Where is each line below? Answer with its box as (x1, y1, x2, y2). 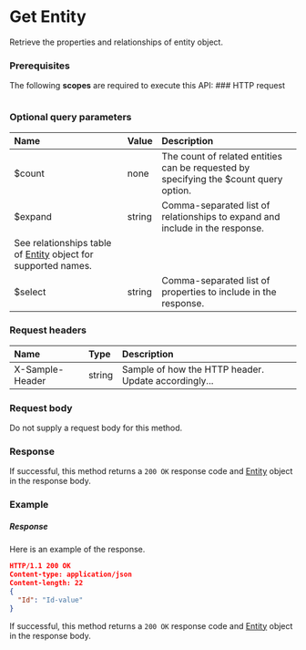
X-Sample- (14, 363, 65, 376)
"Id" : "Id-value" (17, 595, 84, 604)
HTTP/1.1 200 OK (9, 562, 71, 571)
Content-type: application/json (9, 570, 132, 580)
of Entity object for (14, 248, 94, 261)
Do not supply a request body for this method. (9, 422, 183, 434)
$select (14, 285, 46, 298)
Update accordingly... (121, 374, 214, 387)
